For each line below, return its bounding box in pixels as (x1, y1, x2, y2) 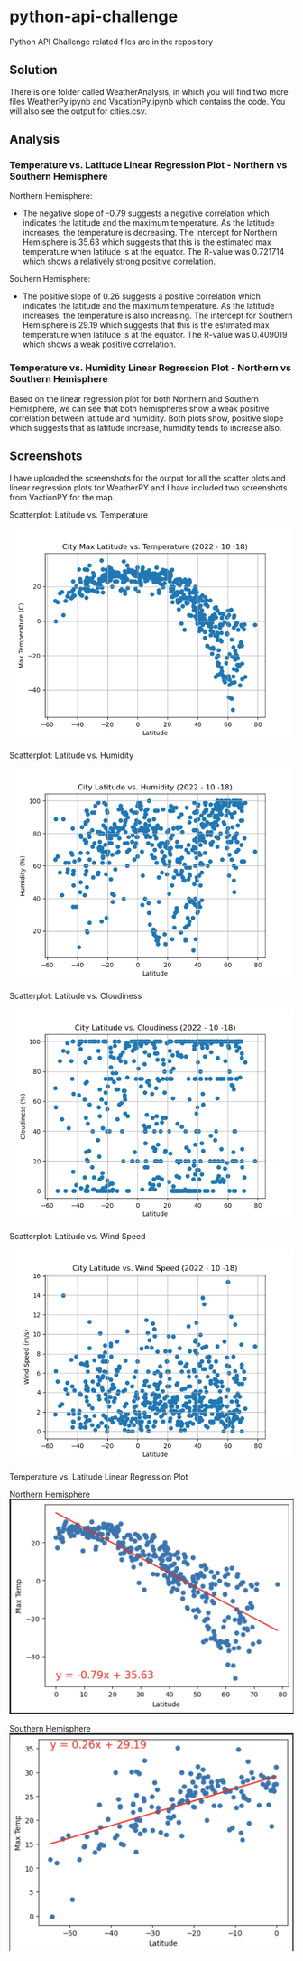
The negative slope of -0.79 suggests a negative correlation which (22, 208, 271, 219)
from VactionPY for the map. (9, 491, 115, 502)
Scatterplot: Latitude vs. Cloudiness (9, 990, 142, 1001)
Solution (9, 62, 58, 78)
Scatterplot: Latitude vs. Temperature (9, 509, 149, 520)
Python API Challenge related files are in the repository (9, 36, 214, 47)
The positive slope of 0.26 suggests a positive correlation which (22, 291, 262, 302)
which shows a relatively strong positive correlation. (22, 256, 216, 267)
